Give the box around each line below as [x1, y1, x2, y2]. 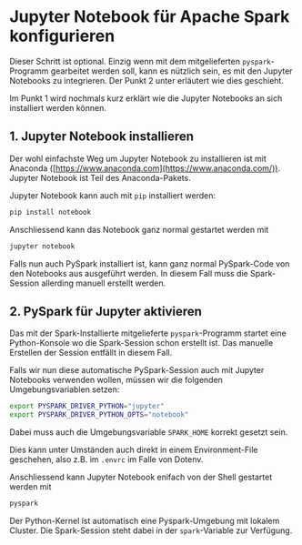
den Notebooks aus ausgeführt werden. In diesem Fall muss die [9, 267, 248, 278]
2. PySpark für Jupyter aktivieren [9, 303, 203, 319]
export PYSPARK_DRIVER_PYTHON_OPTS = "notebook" [9, 410, 189, 419]
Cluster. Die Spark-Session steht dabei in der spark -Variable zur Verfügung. [9, 525, 293, 536]
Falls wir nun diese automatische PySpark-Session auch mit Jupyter [9, 365, 265, 376]
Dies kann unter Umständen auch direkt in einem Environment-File [9, 444, 258, 456]
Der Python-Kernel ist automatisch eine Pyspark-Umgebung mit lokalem [9, 515, 280, 526]
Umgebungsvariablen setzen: [9, 384, 120, 395]
